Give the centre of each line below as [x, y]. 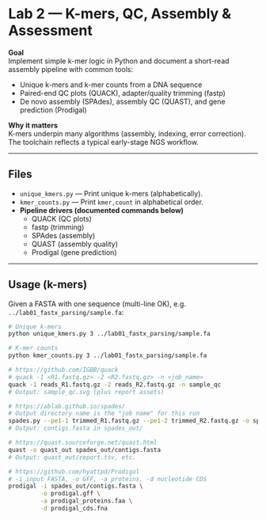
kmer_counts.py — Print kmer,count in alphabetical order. [112, 202]
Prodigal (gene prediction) [74, 252]
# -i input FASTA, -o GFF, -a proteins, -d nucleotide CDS [108, 479]
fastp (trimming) [58, 227]
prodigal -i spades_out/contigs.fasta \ [76, 486]
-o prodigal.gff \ [70, 494]
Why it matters [33, 125]
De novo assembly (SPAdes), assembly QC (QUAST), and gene [122, 101]
